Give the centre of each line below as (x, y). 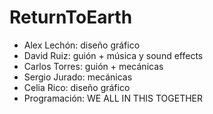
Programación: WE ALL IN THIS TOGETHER (113, 98)
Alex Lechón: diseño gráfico (82, 45)
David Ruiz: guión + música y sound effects (113, 55)
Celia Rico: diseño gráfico (77, 87)
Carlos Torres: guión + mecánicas (93, 66)
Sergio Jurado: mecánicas (78, 77)
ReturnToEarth (71, 17)
